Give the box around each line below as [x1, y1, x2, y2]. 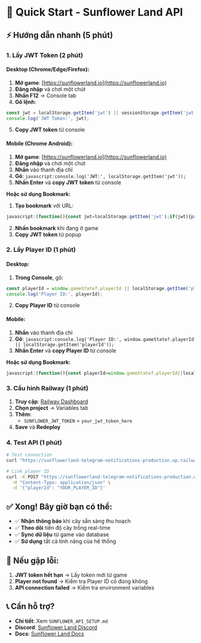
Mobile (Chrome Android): [6, 140, 73, 147]
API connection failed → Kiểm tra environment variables [14, 584, 154, 591]
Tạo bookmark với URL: [14, 202, 74, 209]
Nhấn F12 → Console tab [14, 92, 77, 99]
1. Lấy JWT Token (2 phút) [6, 51, 84, 59]
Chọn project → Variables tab [14, 404, 89, 411]
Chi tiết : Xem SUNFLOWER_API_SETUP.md [14, 617, 108, 624]
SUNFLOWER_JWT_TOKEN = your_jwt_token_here [23, 416, 133, 424]
